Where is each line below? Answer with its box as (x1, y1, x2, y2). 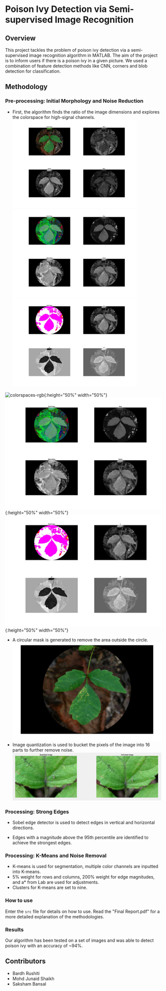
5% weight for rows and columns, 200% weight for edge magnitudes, (12, 874, 155, 880)
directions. (12, 825, 35, 831)
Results (5, 926, 24, 933)
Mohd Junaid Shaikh (12, 976, 55, 982)
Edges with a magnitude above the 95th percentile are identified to (12, 835, 149, 841)
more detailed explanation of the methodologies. (5, 913, 104, 919)
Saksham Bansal (12, 981, 46, 987)
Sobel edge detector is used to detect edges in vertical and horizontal (12, 820, 155, 826)
